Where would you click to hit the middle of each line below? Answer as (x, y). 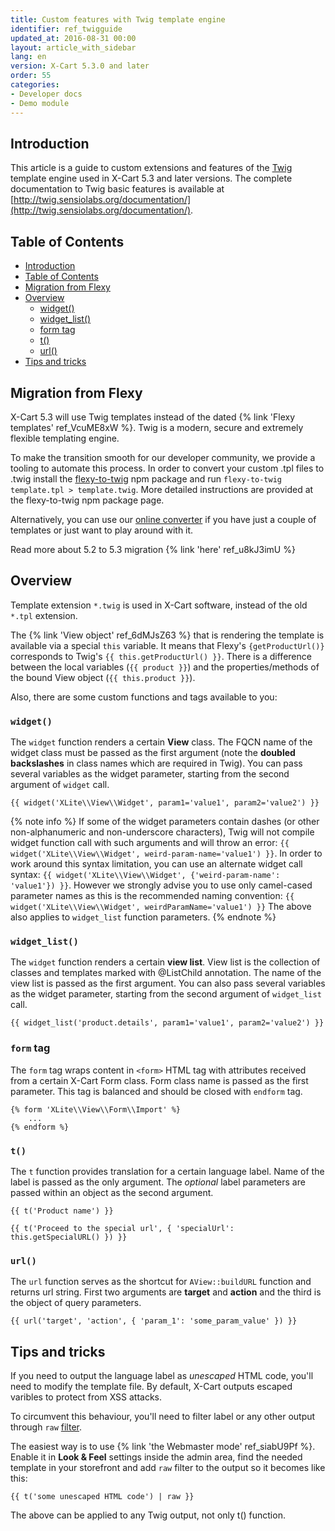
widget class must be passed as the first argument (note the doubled (153, 753)
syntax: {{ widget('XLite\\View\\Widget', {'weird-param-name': (145, 875)
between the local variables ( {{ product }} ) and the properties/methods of (165, 667)
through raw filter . (46, 1427)
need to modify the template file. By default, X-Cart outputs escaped (151, 1387)
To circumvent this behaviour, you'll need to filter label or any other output (163, 1417)
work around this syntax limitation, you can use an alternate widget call (156, 864)
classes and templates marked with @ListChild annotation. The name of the (166, 973)
